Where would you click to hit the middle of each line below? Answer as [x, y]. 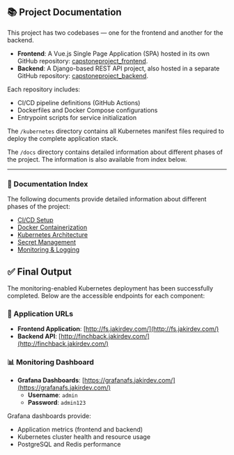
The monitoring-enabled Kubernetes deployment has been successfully [110, 288]
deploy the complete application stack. [63, 138]
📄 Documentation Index [48, 184]
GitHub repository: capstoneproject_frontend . [83, 61]
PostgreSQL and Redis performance [69, 444]
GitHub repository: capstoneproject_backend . [83, 75]
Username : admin [53, 395]
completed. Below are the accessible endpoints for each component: [106, 295]
